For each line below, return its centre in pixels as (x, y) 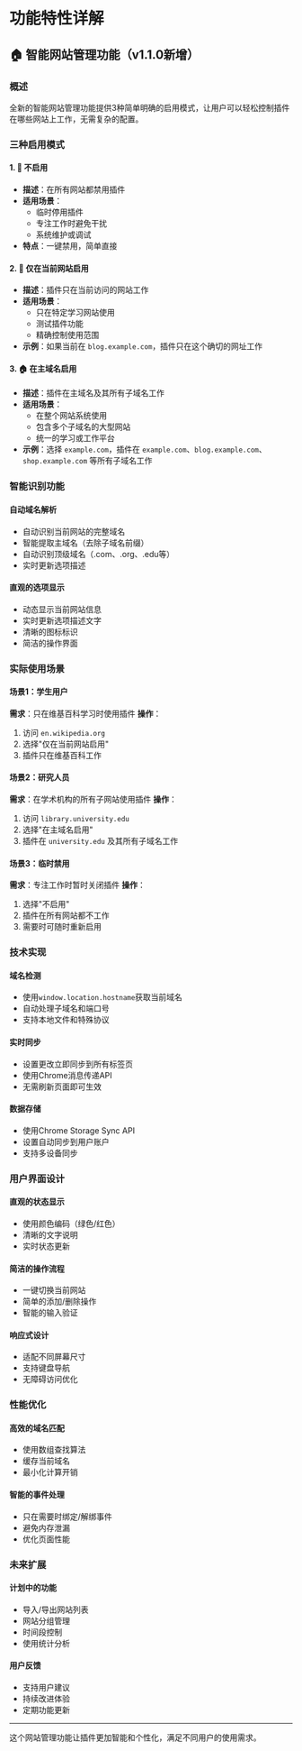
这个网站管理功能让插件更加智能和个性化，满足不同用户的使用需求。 (135, 1737)
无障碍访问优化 (50, 1380)
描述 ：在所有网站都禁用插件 (74, 189)
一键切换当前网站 (54, 1290)
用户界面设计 (37, 1178)
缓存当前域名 (46, 1461)
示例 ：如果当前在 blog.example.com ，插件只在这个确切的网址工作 (142, 346)
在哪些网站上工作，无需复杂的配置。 (76, 119)
